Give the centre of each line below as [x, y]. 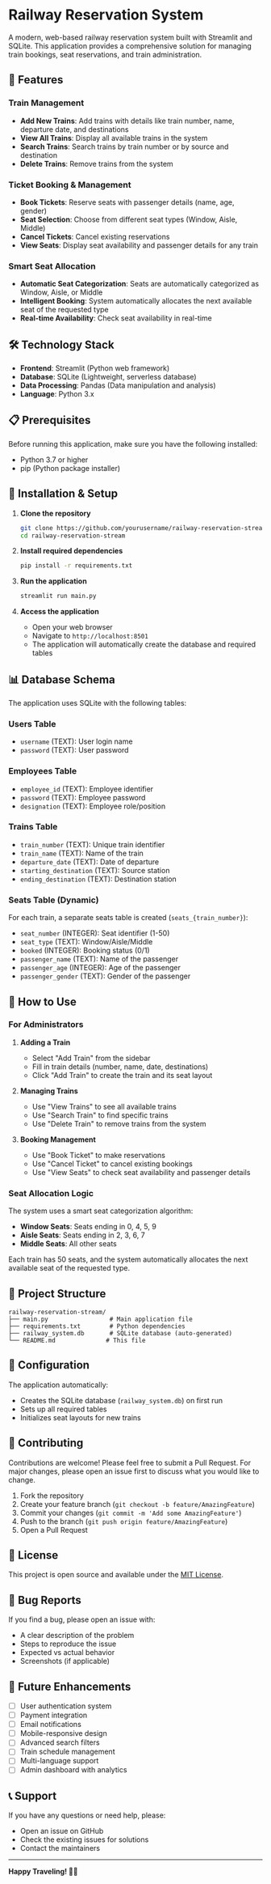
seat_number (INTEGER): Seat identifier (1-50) [95, 933]
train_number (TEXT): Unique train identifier [92, 844]
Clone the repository [55, 513]
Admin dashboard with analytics [73, 1770]
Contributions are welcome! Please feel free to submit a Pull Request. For [130, 1462]
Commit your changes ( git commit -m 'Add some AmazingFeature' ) [131, 1513]
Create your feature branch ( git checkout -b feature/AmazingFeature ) [138, 1504]
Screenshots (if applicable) [65, 1661]
